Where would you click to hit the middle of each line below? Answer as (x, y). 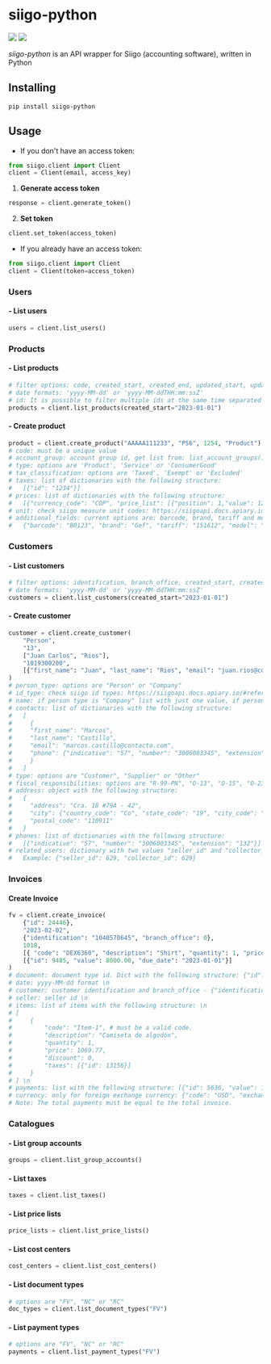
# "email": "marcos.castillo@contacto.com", (92, 746)
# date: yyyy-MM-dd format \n (59, 983)
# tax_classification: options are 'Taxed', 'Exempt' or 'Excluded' (126, 473)
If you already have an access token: (81, 249)
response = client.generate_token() (70, 204)
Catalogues (31, 1124)
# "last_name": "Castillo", (63, 738)
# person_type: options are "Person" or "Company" (95, 686)
